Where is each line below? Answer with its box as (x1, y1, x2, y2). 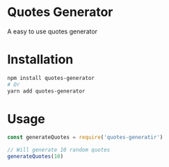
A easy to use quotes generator (7, 27, 98, 35)
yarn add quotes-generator (7, 88, 86, 95)
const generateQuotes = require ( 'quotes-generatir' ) (7, 134, 163, 141)
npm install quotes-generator (7, 74, 95, 81)
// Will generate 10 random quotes (7, 147, 111, 154)
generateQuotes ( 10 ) (7, 153, 64, 160)
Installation (7, 51, 74, 67)
